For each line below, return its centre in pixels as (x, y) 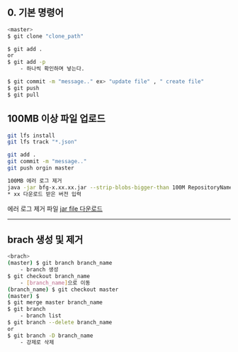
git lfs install (31, 136)
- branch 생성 (39, 270)
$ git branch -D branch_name (50, 336)
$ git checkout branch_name (49, 276)
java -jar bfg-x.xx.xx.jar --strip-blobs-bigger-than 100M (96, 187)
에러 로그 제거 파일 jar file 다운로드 (55, 209)
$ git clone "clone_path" (45, 36)
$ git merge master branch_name (55, 303)
